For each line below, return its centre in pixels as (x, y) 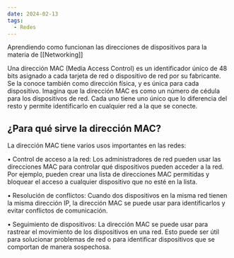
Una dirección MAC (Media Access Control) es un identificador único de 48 (117, 69)
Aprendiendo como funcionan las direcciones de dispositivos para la (107, 47)
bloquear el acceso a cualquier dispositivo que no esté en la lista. (103, 182)
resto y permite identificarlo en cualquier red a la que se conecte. (103, 106)
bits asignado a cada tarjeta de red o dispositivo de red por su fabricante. (114, 76)
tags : (15, 21)
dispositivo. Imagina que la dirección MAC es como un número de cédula (114, 91)
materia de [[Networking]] (45, 55)
